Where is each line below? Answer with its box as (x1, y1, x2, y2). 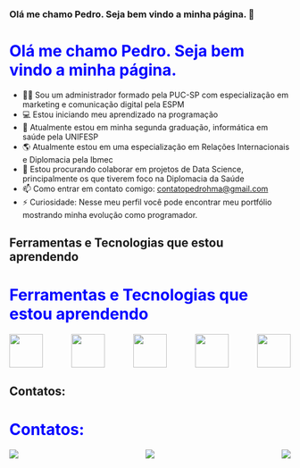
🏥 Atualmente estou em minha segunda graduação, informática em (21, 121, 269, 132)
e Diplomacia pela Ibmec (21, 154, 113, 164)
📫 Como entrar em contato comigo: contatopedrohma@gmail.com (21, 183, 269, 194)
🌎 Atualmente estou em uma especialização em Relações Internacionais (21, 141, 290, 152)
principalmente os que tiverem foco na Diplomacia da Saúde (21, 173, 245, 184)
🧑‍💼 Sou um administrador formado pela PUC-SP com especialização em (21, 89, 288, 100)
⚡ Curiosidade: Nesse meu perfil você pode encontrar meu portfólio (21, 196, 272, 207)
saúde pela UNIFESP (21, 131, 99, 142)
